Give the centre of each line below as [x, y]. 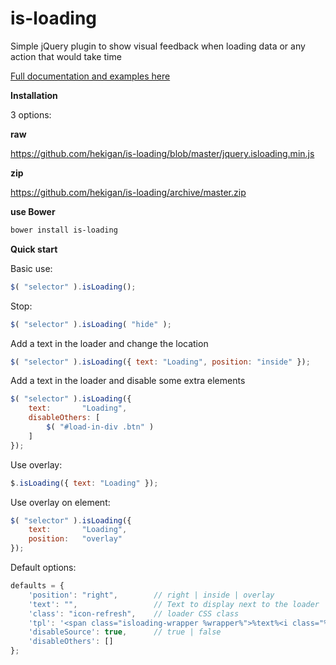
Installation [34, 95]
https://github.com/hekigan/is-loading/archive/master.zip [128, 192]
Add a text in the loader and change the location [109, 343]
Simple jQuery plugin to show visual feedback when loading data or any [158, 46]
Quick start [34, 249]
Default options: [43, 568]
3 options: [31, 114]
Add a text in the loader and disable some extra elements [128, 381]
